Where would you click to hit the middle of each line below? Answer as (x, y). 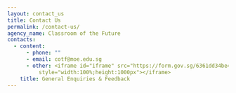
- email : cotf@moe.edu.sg (64, 59)
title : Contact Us (34, 20)
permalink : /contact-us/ (44, 27)
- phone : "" (43, 53)
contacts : (22, 40)
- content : (29, 46)
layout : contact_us (36, 14)
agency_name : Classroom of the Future (64, 33)
